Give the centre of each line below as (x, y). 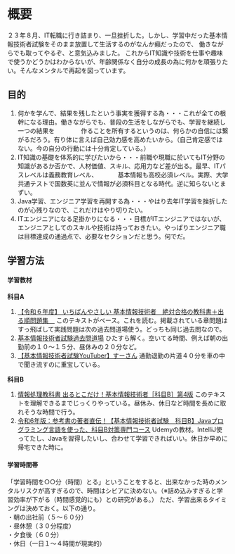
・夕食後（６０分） (35, 534)
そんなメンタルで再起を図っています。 (74, 70)
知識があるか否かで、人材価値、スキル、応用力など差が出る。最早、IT (119, 165)
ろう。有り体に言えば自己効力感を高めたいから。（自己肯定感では (129, 139)
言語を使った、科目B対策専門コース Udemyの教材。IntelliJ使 (135, 429)
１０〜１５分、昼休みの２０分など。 (88, 347)
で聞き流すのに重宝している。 (60, 365)
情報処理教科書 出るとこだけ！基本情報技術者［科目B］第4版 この (112, 394)
